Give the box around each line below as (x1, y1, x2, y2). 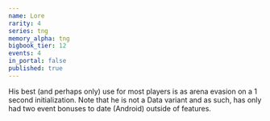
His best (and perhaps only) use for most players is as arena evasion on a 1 (8, 86, 258, 96)
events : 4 (8, 49, 42, 57)
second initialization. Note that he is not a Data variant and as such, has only (8, 94, 262, 105)
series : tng (8, 27, 48, 35)
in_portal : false (8, 57, 67, 65)
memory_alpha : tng (8, 34, 70, 43)
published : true (8, 65, 63, 73)
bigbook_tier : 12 (8, 42, 67, 50)
